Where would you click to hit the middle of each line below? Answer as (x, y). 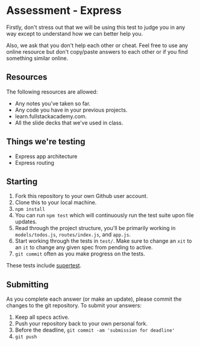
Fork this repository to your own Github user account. (81, 196)
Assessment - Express (64, 11)
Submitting (28, 284)
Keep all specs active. (42, 317)
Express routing (34, 162)
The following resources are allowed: (52, 92)
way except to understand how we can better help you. (75, 33)
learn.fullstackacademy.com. (51, 116)
